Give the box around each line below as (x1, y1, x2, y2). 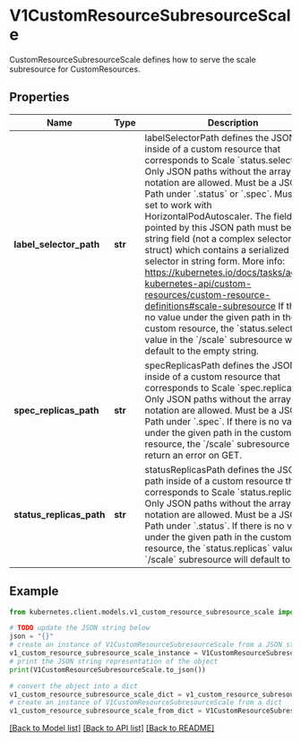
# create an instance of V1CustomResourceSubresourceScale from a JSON (9, 641, 282, 650)
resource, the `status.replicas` (144, 542, 271, 554)
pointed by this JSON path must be (144, 221, 292, 233)
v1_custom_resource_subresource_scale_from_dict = (9, 706, 202, 716)
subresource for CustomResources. (9, 64, 141, 74)
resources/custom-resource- (144, 288, 271, 301)
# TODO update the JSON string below (9, 624, 150, 633)
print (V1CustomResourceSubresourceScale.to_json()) (9, 665, 206, 674)
